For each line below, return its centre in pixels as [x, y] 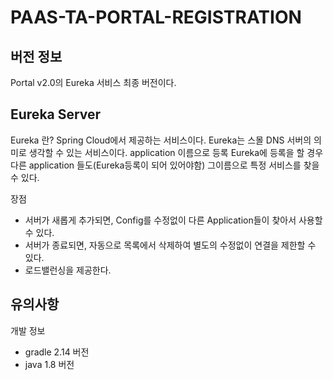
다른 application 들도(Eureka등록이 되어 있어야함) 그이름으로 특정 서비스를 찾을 [165, 165]
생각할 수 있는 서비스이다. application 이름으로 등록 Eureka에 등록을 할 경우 [176, 152]
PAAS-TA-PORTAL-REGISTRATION [156, 17]
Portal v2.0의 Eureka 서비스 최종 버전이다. [93, 82]
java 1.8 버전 [49, 364]
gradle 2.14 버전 [57, 352]
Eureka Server [56, 114]
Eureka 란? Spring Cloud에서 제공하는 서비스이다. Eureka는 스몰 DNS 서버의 [161, 140]
